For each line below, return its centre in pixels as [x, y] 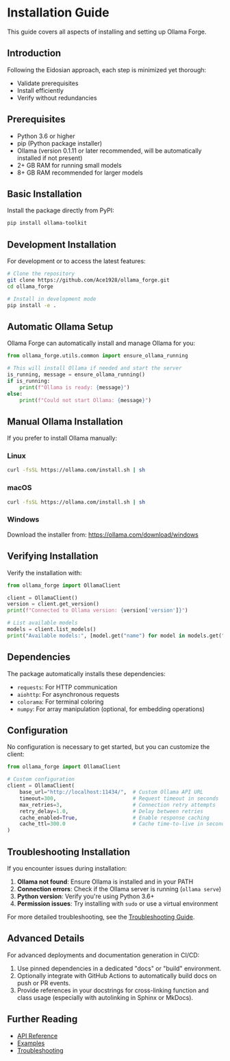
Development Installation [62, 244]
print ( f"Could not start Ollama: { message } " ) [86, 400]
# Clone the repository [41, 274]
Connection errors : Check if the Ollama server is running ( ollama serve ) [119, 889]
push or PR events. [43, 983]
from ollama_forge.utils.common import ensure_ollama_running [98, 356]
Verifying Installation [53, 556]
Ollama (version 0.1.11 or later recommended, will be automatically [109, 150]
